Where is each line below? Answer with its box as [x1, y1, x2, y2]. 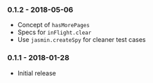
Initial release [17, 68, 56, 77]
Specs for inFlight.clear [17, 28, 92, 36]
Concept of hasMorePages [17, 21, 90, 29]
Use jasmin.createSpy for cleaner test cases [17, 36, 146, 44]
